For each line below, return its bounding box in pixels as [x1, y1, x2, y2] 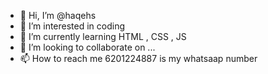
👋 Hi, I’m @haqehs [19, 10, 97, 21]
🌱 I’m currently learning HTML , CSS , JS [19, 31, 187, 42]
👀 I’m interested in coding [19, 20, 126, 32]
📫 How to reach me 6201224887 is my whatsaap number [19, 53, 258, 64]
